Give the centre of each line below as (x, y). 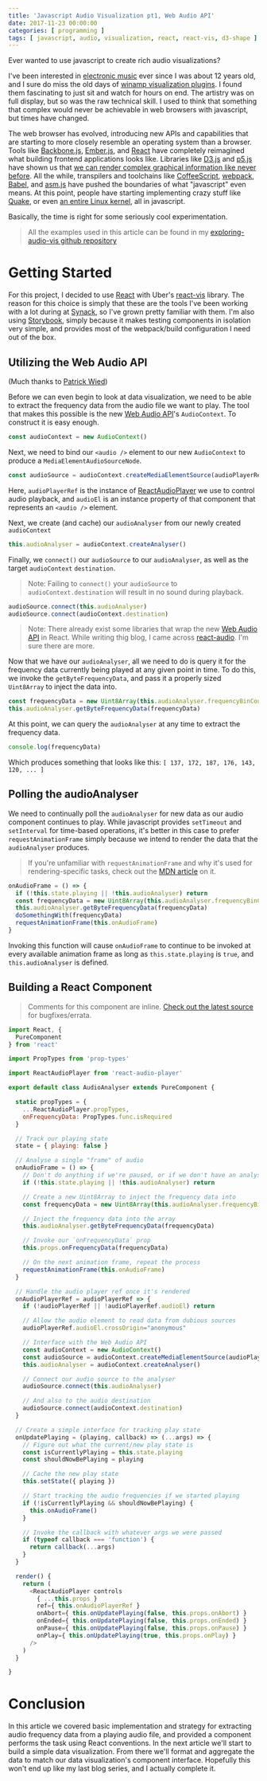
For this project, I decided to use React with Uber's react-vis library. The (126, 295)
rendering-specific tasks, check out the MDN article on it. (122, 871)
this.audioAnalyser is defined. (58, 962)
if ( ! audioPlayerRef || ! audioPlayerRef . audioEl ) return (119, 1306)
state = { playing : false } (62, 1146)
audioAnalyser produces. (49, 847)
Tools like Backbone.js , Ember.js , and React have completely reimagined (126, 151)
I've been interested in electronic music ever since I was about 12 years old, (132, 76)
